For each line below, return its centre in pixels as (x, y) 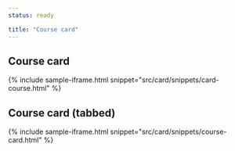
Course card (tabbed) (62, 113)
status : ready (31, 15)
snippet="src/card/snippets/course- (168, 132)
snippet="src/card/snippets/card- (164, 80)
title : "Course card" (43, 29)
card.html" (25, 140)
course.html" (29, 88)
